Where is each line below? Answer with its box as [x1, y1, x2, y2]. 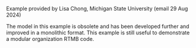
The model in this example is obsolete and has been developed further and [6, 23, 189, 30]
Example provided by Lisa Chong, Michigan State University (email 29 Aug [6, 5, 188, 12]
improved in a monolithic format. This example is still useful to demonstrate [6, 29, 190, 36]
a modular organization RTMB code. [6, 36, 94, 42]
